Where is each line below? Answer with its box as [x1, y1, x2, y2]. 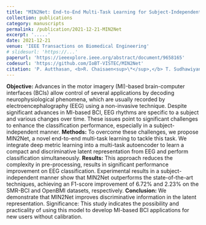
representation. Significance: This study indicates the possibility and [6, 200, 179, 207]
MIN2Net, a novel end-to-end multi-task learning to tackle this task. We [6, 135, 187, 142]
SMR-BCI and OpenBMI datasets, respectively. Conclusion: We [6, 187, 167, 194]
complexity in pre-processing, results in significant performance [6, 161, 169, 169]
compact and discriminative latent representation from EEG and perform [6, 148, 189, 155]
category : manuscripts [6, 20, 64, 26]
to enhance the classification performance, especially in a [6, 122, 153, 129]
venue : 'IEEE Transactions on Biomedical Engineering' [6, 44, 150, 50]
